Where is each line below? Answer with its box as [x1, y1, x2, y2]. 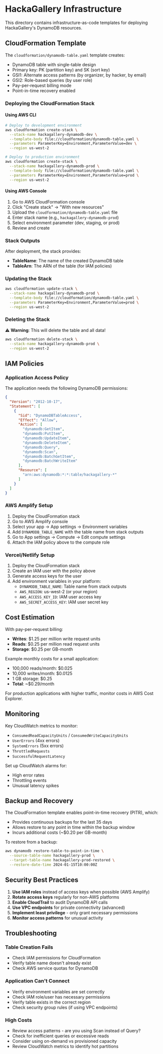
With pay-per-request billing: [5, 626, 64, 632]
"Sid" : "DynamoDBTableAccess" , [18, 413, 82, 418]
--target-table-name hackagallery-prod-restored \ [9, 858, 115, 863]
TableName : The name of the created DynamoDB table [12, 257, 124, 263]
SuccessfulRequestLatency [12, 754, 65, 759]
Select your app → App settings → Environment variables [12, 524, 128, 529]
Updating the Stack [5, 275, 52, 282]
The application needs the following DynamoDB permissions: [5, 385, 128, 391]
